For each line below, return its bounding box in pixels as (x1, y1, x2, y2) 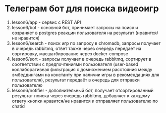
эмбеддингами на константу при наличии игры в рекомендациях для (11, 72, 160, 77)
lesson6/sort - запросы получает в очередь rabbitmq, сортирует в (11, 56, 152, 62)
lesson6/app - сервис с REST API (11, 19, 81, 25)
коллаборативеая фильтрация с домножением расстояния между (11, 66, 153, 72)
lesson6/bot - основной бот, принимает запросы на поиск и (11, 24, 138, 30)
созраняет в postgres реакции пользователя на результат (11, 30, 135, 36)
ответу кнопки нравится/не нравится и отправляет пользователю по (11, 98, 158, 104)
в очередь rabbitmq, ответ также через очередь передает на (11, 45, 142, 51)
